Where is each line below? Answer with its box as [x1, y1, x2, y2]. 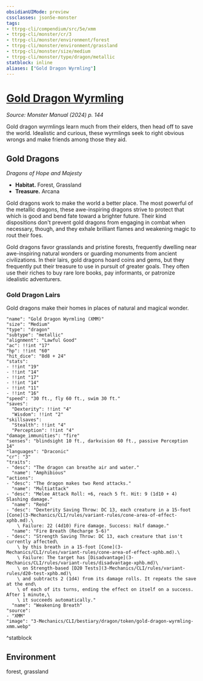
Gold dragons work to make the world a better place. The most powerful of [6, 199, 193, 207]
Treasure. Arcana [15, 188, 60, 195]
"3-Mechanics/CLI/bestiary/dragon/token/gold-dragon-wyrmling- [30, 619, 194, 625]
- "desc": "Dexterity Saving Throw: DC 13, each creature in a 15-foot [6, 507, 191, 513]
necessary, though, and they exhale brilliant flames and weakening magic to [6, 225, 196, 233]
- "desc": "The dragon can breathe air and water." [6, 465, 139, 471]
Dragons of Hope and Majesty [6, 170, 82, 177]
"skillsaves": [6, 417, 42, 423]
